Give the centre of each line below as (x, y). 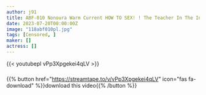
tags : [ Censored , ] (31, 35)
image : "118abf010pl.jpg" (39, 29)
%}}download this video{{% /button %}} (86, 85)
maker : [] (19, 40)
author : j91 (21, 12)
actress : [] (21, 47)
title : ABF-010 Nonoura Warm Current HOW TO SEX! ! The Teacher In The (100, 18)
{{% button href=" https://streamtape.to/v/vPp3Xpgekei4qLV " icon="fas (97, 79)
